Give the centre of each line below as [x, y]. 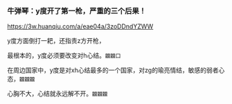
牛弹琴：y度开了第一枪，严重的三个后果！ [77, 10]
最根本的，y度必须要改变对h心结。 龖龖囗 [64, 55]
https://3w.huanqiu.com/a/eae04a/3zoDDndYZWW [80, 26]
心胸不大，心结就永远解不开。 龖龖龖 [57, 94]
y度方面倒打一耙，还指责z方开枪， [56, 41]
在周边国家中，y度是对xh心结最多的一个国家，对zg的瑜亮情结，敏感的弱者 [113, 70]
